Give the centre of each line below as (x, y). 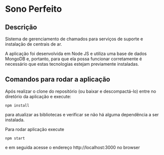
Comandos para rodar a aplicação (58, 79)
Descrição (21, 27)
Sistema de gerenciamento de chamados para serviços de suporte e (74, 39)
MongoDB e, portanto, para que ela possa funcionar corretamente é (74, 59)
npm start (15, 138)
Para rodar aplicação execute (35, 129)
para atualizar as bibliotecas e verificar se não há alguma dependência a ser (82, 114)
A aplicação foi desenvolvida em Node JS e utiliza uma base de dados (76, 53)
